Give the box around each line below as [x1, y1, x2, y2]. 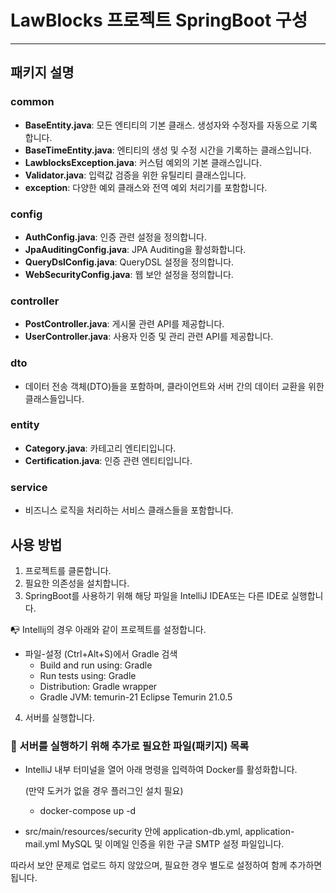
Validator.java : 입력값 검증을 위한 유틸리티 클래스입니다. [24, 169, 247, 181]
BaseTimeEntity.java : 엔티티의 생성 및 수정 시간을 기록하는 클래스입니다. [24, 144, 312, 156]
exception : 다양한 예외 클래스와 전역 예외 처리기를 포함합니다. [24, 181, 268, 193]
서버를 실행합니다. [24, 711, 95, 723]
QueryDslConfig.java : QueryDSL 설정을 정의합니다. [24, 256, 235, 268]
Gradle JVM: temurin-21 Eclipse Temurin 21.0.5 [39, 691, 233, 703]
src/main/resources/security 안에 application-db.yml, [24, 826, 243, 838]
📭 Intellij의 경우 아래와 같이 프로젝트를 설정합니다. [10, 623, 207, 635]
